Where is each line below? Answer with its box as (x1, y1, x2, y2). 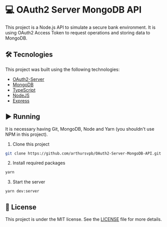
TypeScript (12, 87, 36, 93)
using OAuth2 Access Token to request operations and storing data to (5, 29, 150, 35)
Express (12, 97, 30, 104)
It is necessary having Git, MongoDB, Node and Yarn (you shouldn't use (5, 126, 155, 132)
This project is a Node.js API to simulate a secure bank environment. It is (5, 24, 156, 30)
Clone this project (12, 141, 49, 147)
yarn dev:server (5, 188, 39, 194)
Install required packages (12, 160, 66, 166)
